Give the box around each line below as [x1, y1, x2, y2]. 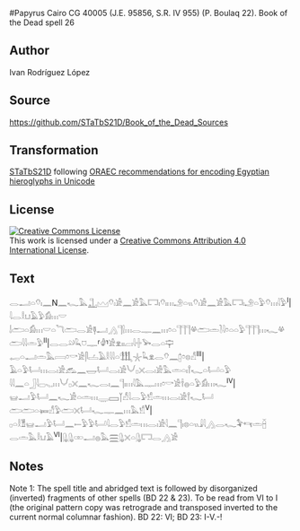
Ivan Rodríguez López [9, 66, 91, 77]
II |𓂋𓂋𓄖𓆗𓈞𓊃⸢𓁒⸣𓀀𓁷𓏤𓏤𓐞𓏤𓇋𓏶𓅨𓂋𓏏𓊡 [43, 336, 174, 349]
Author [9, 43, 49, 58]
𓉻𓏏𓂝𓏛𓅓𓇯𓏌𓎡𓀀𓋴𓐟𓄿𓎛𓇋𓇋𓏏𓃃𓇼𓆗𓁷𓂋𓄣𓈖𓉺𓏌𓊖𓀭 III [9, 350, 202, 362]
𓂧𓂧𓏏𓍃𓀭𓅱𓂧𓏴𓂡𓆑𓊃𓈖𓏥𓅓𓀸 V [9, 404, 150, 416]
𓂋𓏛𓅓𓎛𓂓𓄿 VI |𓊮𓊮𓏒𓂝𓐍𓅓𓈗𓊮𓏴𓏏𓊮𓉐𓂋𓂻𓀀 [9, 431, 179, 443]
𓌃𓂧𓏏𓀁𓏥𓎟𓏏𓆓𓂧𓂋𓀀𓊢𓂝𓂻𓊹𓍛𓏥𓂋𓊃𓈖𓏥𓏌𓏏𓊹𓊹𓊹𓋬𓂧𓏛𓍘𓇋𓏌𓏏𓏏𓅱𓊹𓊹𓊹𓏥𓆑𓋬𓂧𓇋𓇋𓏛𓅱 [9, 325, 286, 335]
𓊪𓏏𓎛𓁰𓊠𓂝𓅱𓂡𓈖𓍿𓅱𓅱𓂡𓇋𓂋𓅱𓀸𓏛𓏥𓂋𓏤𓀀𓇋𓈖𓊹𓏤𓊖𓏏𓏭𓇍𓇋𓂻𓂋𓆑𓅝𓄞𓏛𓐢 [9, 419, 268, 430]
